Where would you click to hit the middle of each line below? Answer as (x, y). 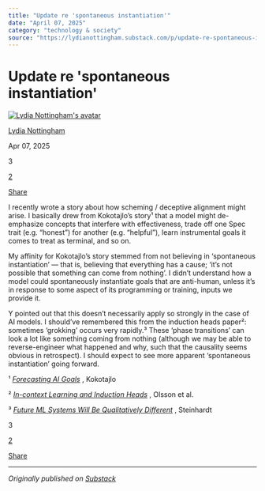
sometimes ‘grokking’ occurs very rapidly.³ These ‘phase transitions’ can (126, 330)
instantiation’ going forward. (54, 364)
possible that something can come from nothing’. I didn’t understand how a (130, 273)
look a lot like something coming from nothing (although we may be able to (130, 339)
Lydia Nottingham (37, 130)
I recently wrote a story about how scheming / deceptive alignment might (127, 207)
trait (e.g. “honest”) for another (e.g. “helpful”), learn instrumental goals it (127, 232)
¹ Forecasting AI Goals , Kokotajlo (62, 380)
